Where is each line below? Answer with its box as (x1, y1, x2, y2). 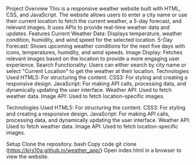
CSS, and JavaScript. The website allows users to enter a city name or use (6, 11, 188, 18)
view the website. (6, 153, 49, 160)
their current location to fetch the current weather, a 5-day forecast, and (6, 18, 182, 24)
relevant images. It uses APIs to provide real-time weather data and (6, 24, 170, 31)
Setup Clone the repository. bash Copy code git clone (6, 141, 137, 147)
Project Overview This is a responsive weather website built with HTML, (6, 5, 181, 12)
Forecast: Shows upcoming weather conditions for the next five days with (6, 42, 185, 49)
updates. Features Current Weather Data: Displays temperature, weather (6, 30, 182, 37)
